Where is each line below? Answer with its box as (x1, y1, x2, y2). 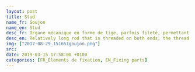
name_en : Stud (6, 24, 41, 31)
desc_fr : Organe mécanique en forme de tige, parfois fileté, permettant (6, 30, 190, 36)
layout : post (6, 8, 38, 15)
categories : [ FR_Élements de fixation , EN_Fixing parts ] (6, 57, 148, 63)
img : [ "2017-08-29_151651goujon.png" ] (6, 41, 100, 47)
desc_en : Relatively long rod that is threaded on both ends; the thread (6, 35, 190, 41)
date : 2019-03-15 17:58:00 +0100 (6, 52, 88, 57)
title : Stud (6, 14, 35, 20)
